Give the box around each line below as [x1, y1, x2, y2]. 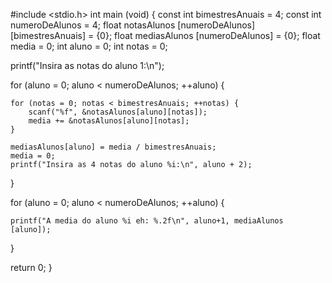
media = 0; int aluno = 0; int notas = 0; [10, 40, 168, 52]
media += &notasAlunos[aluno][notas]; [28, 116, 190, 126]
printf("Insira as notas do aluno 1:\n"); [10, 60, 165, 71]
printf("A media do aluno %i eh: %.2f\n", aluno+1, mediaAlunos [10, 216, 284, 226]
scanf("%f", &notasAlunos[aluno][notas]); [28, 107, 208, 117]
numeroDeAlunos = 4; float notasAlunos [10, 19, 176, 31]
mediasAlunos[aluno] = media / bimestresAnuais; [10, 142, 217, 152]
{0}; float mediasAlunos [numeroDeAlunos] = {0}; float [96, 30, 321, 41]
